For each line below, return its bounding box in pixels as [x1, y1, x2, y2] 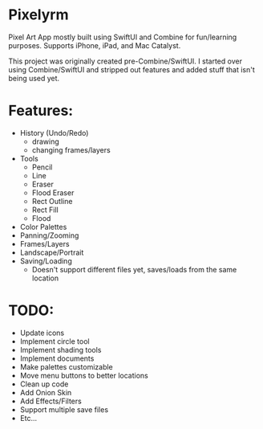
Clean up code [19, 379, 69, 389]
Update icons [19, 328, 65, 337]
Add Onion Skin [19, 387, 72, 397]
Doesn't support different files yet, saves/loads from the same [31, 264, 237, 274]
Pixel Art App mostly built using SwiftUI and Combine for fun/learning [8, 32, 237, 42]
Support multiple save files [19, 404, 109, 415]
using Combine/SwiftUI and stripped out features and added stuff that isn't [8, 64, 255, 74]
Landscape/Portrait [19, 247, 84, 257]
